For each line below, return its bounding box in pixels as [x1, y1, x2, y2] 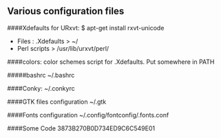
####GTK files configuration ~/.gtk [7, 97, 107, 106]
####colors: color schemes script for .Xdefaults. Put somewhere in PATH [7, 58, 215, 66]
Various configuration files [7, 5, 125, 17]
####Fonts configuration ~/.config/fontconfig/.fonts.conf [7, 111, 169, 119]
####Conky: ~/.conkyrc [7, 84, 75, 92]
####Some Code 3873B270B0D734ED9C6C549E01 [7, 124, 156, 133]
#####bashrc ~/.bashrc [7, 71, 75, 79]
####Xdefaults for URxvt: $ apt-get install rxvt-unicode [7, 23, 165, 32]
